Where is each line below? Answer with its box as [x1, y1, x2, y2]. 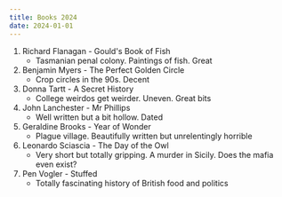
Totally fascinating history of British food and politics [35, 177, 229, 188]
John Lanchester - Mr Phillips [21, 102, 131, 113]
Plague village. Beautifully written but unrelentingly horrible [35, 130, 253, 141]
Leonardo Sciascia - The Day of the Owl [21, 139, 169, 151]
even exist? [35, 159, 77, 169]
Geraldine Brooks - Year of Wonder [21, 121, 151, 131]
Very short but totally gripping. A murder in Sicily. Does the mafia [35, 149, 274, 160]
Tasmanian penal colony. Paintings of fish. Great [35, 55, 213, 66]
